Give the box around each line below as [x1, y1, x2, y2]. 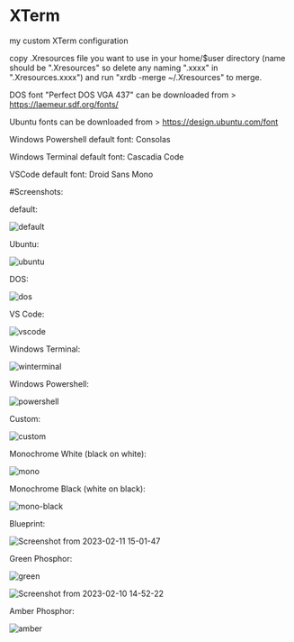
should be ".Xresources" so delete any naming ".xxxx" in [9, 62, 218, 73]
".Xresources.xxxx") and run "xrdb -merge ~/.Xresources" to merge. [9, 71, 263, 82]
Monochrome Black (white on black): [9, 483, 146, 494]
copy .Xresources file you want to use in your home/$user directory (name [9, 52, 286, 63]
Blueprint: [9, 518, 46, 528]
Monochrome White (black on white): [9, 448, 147, 459]
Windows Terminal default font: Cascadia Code [9, 151, 184, 162]
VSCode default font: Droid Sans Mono [9, 169, 154, 179]
